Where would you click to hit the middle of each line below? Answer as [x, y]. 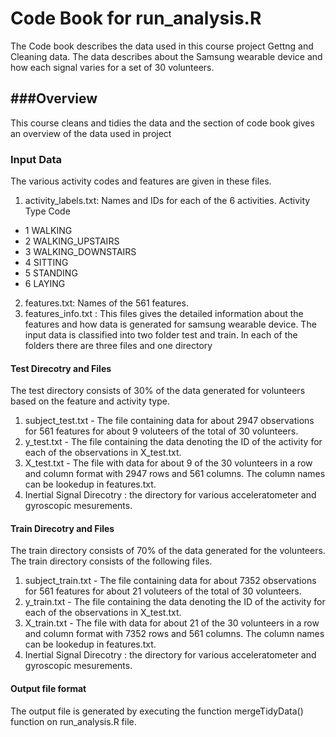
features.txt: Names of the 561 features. [106, 303]
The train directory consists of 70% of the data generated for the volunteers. [168, 551]
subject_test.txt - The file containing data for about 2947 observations [169, 421]
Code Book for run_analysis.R [136, 18]
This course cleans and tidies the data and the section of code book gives [162, 123]
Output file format [48, 689]
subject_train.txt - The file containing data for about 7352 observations [170, 581]
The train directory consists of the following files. [111, 561]
